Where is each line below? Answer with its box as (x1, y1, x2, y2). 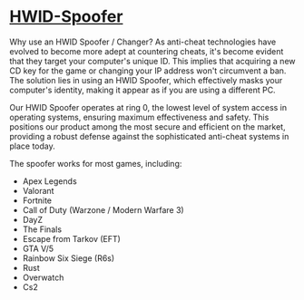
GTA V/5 (22, 243, 54, 254)
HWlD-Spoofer (9, 6, 123, 27)
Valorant (22, 185, 54, 196)
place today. (9, 140, 56, 151)
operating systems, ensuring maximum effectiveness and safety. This (9, 111, 270, 122)
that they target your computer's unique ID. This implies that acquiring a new (9, 55, 296, 66)
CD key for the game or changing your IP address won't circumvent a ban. (9, 65, 287, 76)
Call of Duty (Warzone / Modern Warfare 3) (22, 204, 184, 215)
